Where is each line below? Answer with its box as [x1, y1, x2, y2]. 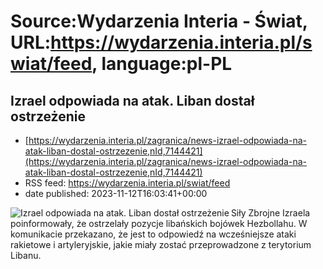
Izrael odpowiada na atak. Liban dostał [10, 92, 255, 109]
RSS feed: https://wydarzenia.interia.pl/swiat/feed [24, 177, 231, 189]
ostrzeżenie [10, 108, 86, 125]
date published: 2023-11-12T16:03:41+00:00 [24, 188, 208, 199]
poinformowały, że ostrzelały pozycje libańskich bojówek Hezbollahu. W [10, 218, 308, 229]
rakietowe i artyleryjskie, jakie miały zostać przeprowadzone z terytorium [10, 239, 312, 250]
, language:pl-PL [91, 53, 233, 75]
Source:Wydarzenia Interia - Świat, [10, 10, 308, 33]
